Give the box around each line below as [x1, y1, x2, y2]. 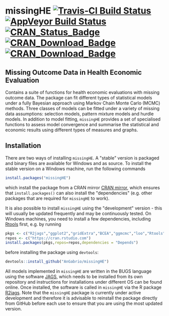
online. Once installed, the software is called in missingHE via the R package [5, 284, 162, 290]
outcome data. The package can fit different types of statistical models [5, 95, 152, 100]
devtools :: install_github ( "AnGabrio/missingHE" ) [5, 259, 109, 265]
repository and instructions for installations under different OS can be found [5, 279, 162, 285]
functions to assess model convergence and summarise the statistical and [5, 122, 159, 127]
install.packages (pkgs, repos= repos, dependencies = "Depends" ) [5, 240, 138, 245]
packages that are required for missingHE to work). [5, 195, 110, 201]
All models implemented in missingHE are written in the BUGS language [5, 268, 152, 275]
